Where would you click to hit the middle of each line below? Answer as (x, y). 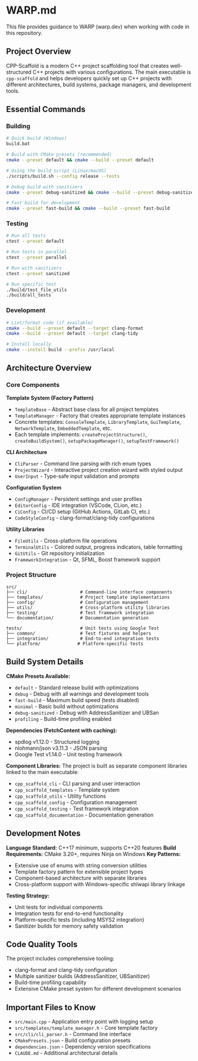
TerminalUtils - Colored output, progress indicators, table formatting (98, 547)
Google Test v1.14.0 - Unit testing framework (68, 754)
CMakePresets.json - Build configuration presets (72, 1040)
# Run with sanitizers (34, 268)
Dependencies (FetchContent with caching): (62, 730)
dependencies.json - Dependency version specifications (83, 1047)
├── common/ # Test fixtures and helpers (79, 634)
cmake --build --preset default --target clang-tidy (72, 334)
